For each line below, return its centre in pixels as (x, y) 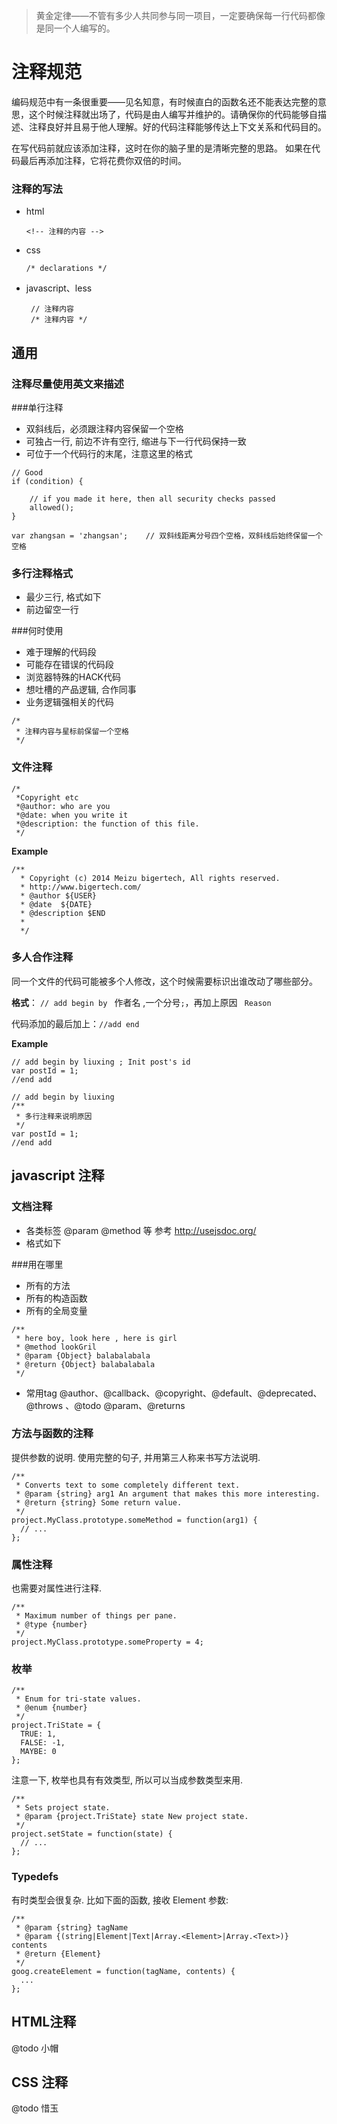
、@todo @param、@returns (125, 1405)
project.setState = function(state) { (92, 1834)
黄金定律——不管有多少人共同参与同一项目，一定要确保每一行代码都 (176, 15)
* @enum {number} (51, 1708)
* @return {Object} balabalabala (85, 1364)
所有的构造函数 (56, 1298)
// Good (27, 472)
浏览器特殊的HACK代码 (73, 677)
